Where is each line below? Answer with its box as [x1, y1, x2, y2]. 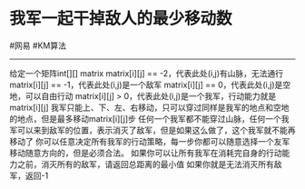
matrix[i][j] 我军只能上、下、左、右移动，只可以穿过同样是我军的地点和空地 [9, 102, 290, 113]
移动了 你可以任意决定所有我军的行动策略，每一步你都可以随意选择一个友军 [9, 135, 290, 146]
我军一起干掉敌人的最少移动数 [9, 8, 233, 29]
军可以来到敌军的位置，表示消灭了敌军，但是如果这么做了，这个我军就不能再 [9, 124, 296, 135]
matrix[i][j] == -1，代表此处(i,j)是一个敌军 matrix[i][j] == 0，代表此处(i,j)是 [9, 79, 283, 90]
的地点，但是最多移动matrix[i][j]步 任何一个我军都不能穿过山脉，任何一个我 [9, 113, 290, 124]
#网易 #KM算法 [9, 40, 66, 51]
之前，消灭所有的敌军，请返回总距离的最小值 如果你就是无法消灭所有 [16, 158, 274, 169]
